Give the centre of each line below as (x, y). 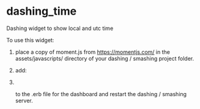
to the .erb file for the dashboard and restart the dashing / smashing (101, 94)
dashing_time (42, 11)
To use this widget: (30, 40)
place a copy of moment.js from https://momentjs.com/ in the (92, 52)
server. (24, 100)
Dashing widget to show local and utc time (60, 28)
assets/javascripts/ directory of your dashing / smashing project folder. (105, 58)
